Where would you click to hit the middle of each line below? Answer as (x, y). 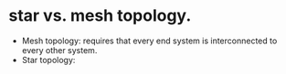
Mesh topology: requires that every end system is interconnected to (149, 41)
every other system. (59, 50)
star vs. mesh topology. (100, 16)
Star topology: (48, 60)
